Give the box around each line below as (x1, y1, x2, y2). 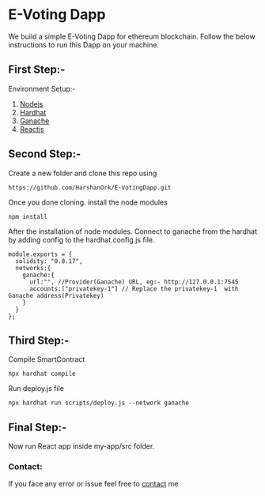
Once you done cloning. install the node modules (8, 197, 168, 207)
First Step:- (8, 63, 66, 77)
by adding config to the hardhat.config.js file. (8, 235, 156, 244)
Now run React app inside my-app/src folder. (8, 442, 155, 451)
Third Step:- (8, 333, 70, 347)
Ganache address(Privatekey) (8, 291, 104, 299)
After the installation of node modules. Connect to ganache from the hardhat (8, 227, 258, 236)
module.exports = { (8, 250, 73, 258)
